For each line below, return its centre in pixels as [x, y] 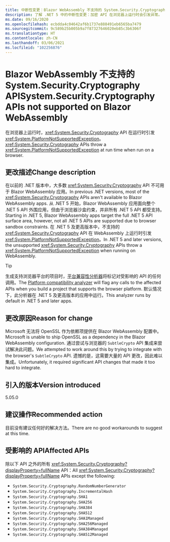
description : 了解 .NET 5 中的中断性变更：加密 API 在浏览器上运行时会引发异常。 [84, 15]
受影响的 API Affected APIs [47, 451]
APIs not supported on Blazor [68, 107]
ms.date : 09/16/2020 [27, 19]
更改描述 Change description [51, 172]
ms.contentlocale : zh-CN [31, 38]
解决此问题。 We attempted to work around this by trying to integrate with [86, 350]
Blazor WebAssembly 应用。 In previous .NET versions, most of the [80, 192]
